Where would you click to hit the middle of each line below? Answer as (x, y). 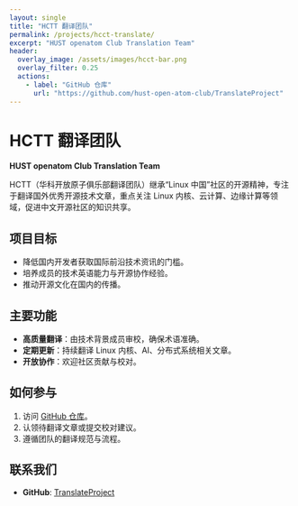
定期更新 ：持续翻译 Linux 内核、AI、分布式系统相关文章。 (129, 350)
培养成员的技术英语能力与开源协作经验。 (97, 273)
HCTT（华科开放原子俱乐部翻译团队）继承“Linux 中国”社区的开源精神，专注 (149, 185)
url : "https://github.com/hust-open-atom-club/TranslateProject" (158, 93)
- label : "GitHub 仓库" (69, 85)
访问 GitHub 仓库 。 (57, 416)
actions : (34, 77)
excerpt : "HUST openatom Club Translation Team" (102, 43)
